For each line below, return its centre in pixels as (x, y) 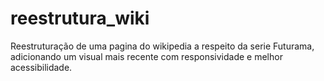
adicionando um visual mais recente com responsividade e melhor (146, 56)
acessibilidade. (41, 67)
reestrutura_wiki (80, 18)
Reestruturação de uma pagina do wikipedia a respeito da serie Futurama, (162, 46)
